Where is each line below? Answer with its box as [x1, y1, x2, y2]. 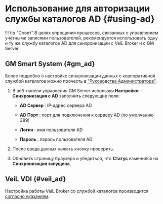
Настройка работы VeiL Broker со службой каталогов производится [5, 188, 149, 194]
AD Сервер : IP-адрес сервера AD [19, 102, 92, 108]
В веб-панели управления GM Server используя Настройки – [12, 87, 142, 94]
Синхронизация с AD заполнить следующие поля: [12, 93, 120, 99]
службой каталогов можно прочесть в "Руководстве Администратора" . [5, 78, 157, 84]
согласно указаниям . [5, 193, 50, 199]
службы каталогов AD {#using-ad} [5, 13, 155, 25]
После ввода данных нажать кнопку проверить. [12, 146, 115, 152]
